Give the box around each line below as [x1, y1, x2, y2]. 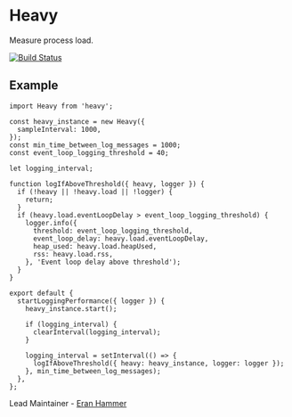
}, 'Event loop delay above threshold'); [25, 258, 181, 266]
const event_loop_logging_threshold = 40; [9, 148, 169, 157]
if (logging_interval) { [25, 320, 118, 329]
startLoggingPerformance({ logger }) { [17, 296, 166, 306]
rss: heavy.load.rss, [32, 249, 114, 258]
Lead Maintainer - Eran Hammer [9, 397, 127, 408]
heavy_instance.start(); [25, 304, 118, 313]
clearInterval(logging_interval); [32, 327, 162, 337]
